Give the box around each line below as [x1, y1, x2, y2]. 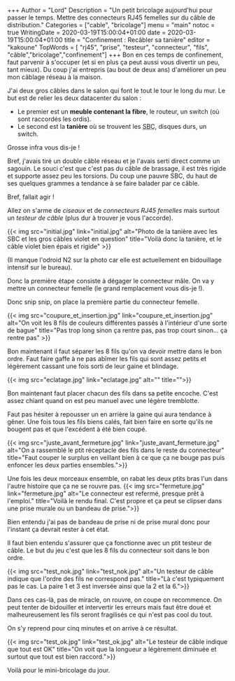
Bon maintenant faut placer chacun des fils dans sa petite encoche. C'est [7, 389, 218, 398]
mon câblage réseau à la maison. [7, 73, 103, 81]
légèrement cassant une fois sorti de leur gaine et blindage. [7, 362, 179, 370]
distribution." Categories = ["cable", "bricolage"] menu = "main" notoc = [7, 21, 215, 29]
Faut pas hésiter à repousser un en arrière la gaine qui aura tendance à [7, 410, 212, 419]
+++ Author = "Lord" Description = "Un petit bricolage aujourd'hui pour [7, 6, 213, 14]
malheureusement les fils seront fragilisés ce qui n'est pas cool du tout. [7, 610, 213, 619]
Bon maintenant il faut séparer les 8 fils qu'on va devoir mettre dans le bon [7, 347, 222, 356]
